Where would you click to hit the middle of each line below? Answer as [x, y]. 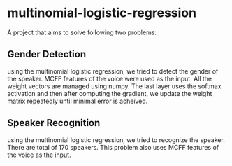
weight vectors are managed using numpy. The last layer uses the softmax [114, 86]
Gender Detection [46, 54]
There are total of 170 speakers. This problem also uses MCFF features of [113, 147]
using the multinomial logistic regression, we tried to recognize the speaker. [116, 140]
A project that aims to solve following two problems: [82, 32]
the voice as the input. [39, 155]
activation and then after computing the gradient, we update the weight [110, 93]
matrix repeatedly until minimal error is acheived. [78, 101]
